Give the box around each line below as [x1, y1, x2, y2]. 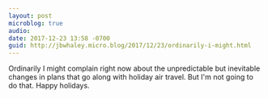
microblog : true [8, 19, 63, 27]
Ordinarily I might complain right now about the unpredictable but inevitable [8, 63, 261, 73]
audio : [8, 27, 31, 35]
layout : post [8, 11, 53, 20]
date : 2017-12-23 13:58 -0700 [8, 34, 111, 43]
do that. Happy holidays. [8, 81, 91, 91]
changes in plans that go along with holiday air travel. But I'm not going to [8, 72, 253, 82]
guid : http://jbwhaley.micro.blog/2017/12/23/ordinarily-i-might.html [8, 42, 252, 50]
